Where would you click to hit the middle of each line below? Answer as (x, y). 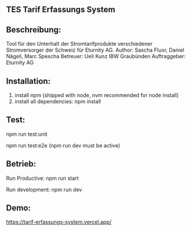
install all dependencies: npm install (58, 102)
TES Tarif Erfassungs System (61, 10)
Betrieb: (21, 164)
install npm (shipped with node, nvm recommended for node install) (97, 95)
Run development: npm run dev (44, 189)
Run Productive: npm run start (43, 178)
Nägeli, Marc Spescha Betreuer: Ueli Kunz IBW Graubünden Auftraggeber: (96, 56)
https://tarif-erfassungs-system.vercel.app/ (59, 222)
